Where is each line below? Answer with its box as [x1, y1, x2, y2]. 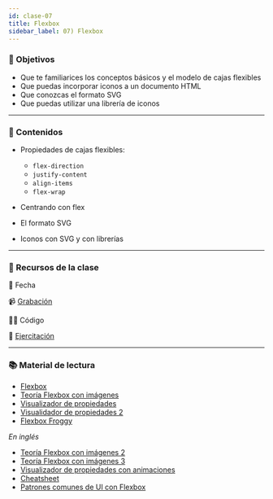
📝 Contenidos [8, 126, 63, 138]
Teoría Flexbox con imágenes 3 [19, 456, 126, 466]
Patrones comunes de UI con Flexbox [19, 482, 146, 492]
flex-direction [32, 162, 84, 170]
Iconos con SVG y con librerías [19, 234, 124, 243]
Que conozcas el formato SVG [19, 90, 122, 99]
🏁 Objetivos [8, 54, 55, 65]
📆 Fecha [8, 280, 37, 290]
